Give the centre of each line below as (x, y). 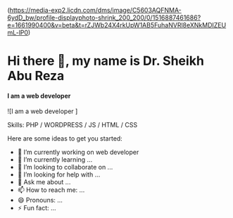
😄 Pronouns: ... (40, 200)
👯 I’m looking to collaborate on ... (65, 167)
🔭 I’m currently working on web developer (78, 152)
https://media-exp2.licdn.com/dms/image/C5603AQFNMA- (95, 10)
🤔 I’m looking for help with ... (59, 174)
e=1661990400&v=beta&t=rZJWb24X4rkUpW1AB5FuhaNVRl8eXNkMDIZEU (117, 25)
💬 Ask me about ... (44, 182)
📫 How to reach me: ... (51, 190)
